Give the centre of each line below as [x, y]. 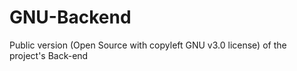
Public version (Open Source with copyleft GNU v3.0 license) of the [148, 45]
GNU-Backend [70, 17]
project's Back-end [49, 55]
